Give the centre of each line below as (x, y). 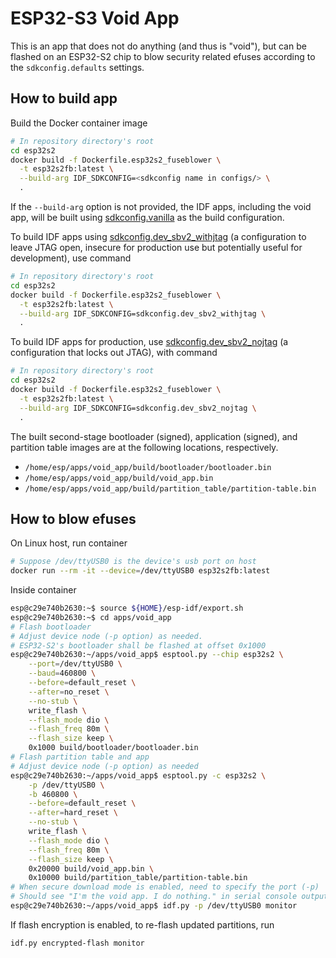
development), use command (71, 258)
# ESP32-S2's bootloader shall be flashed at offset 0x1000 (138, 645)
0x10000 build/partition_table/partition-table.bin (138, 878)
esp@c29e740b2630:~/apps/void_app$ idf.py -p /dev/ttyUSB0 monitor (154, 906)
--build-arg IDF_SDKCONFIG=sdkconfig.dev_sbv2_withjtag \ (143, 313)
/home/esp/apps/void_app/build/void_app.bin (119, 478)
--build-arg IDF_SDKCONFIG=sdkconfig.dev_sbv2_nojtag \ (138, 408)
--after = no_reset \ (69, 692)
